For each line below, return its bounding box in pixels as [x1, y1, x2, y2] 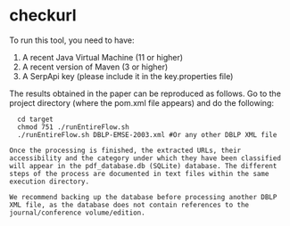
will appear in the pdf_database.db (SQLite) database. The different [9, 161, 278, 170]
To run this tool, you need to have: [9, 35, 136, 45]
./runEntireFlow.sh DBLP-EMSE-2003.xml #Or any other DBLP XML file [17, 130, 278, 139]
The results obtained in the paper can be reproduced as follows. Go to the [9, 88, 281, 99]
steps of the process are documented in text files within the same [9, 169, 269, 178]
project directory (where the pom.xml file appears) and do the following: [9, 97, 275, 108]
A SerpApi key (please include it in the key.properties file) [21, 70, 234, 81]
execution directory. [9, 177, 90, 186]
